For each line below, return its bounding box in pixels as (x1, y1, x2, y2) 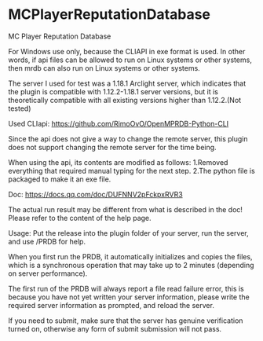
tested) (8, 104, 31, 113)
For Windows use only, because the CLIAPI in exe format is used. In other (8, 46, 246, 56)
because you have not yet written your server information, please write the (8, 292, 250, 302)
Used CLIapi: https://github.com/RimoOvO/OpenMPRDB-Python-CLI (8, 119, 229, 128)
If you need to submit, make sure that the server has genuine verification (8, 316, 243, 325)
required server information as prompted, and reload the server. (8, 300, 214, 310)
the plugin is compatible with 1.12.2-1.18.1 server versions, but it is (8, 86, 218, 96)
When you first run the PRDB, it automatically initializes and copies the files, (8, 251, 253, 261)
